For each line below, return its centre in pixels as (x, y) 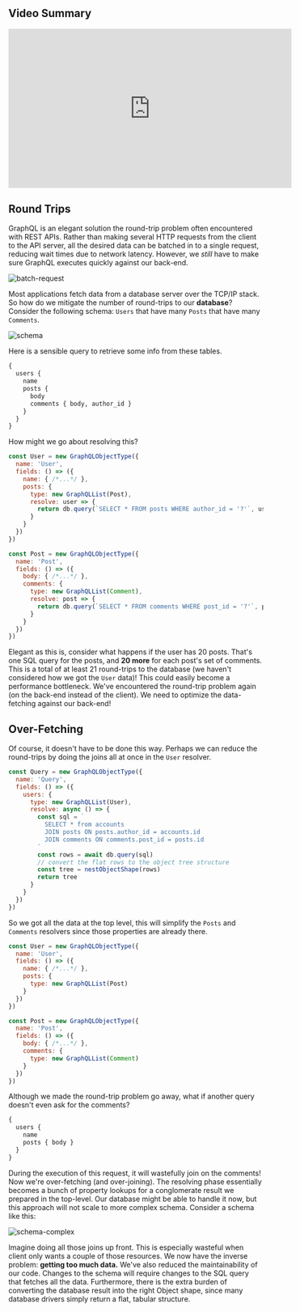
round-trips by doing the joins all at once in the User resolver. (110, 757)
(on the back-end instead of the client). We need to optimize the (115, 695)
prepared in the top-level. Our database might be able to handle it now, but (133, 1199)
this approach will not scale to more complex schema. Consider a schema (131, 1207)
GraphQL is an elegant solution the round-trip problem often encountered (131, 228)
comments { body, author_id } (80, 404)
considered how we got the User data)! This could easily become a (119, 678)
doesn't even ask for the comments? (69, 1105)
